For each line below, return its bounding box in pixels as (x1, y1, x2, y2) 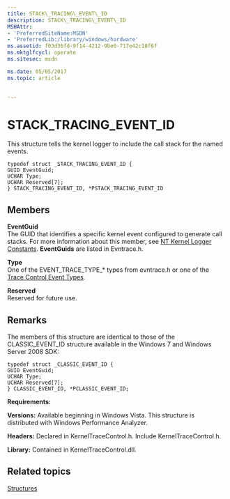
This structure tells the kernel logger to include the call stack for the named (7, 140, 223, 148)
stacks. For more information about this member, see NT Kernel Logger (7, 238, 212, 246)
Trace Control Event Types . (7, 273, 86, 282)
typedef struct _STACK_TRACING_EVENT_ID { (7, 161, 132, 168)
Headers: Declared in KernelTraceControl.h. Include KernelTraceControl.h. (7, 432, 222, 440)
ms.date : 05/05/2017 (7, 68, 68, 75)
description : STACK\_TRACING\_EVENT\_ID (7, 17, 127, 24)
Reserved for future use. (7, 294, 77, 302)
